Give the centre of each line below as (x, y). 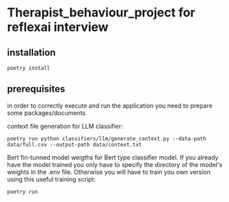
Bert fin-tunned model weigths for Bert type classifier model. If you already (113, 157)
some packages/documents (46, 113)
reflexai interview (58, 27)
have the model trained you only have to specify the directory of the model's (115, 164)
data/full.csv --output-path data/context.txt (75, 144)
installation (31, 52)
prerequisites (36, 89)
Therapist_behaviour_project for (102, 13)
